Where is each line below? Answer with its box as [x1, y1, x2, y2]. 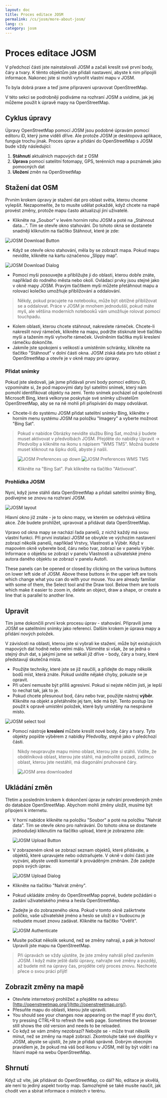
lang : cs [5, 21, 23, 27]
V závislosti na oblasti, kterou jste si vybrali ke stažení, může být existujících [5, 641, 161, 647]
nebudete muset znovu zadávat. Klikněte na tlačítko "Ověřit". [12, 918, 138, 924]
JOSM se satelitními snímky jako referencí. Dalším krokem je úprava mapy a [5, 626, 161, 632]
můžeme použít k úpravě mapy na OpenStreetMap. [5, 100, 110, 106]
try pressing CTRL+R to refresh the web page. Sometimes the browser [12, 1017, 157, 1023]
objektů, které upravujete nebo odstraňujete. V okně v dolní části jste [12, 852, 154, 858]
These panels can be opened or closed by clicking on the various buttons [5, 566, 156, 572]
